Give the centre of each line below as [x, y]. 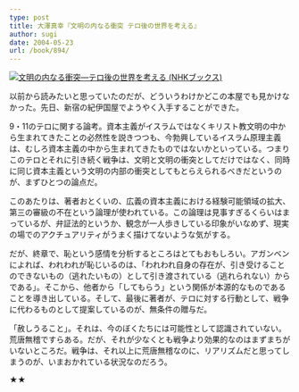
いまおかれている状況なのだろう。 [110, 362]
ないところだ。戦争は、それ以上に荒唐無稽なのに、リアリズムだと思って [149, 351]
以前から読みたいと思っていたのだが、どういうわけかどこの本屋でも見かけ [146, 96]
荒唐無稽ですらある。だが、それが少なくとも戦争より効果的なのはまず [138, 339]
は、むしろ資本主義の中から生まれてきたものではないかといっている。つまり [149, 149]
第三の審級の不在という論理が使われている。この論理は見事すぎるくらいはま [149, 213]
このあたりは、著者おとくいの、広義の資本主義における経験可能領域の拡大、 [150, 201]
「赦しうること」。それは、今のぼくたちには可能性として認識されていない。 [148, 329]
